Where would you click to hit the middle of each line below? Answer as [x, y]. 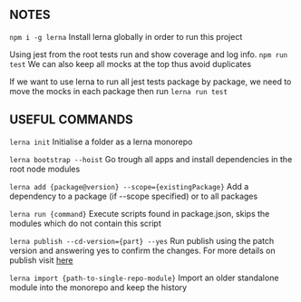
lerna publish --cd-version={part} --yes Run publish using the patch [142, 240]
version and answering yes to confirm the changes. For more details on [142, 250]
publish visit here [42, 260]
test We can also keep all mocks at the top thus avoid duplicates [131, 63]
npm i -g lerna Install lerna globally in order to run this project [126, 36]
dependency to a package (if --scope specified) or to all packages [134, 196]
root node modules [45, 169]
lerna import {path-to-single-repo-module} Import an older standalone [144, 278]
